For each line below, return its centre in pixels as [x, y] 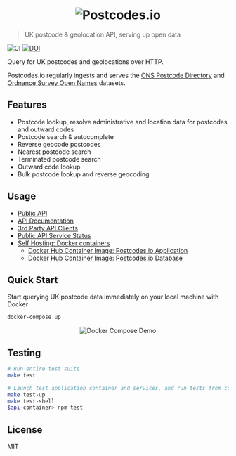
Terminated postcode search [59, 159]
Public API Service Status [54, 235]
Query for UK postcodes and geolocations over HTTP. [85, 61]
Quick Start [33, 280]
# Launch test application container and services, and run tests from [114, 388]
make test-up [26, 395]
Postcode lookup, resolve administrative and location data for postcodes [122, 122]
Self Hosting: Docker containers [64, 243]
